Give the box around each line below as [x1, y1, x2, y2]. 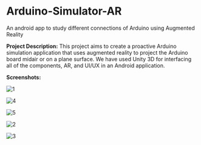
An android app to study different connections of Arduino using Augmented [6, 24, 196, 32]
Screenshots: [6, 73, 41, 81]
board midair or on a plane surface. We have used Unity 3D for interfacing [6, 55, 192, 62]
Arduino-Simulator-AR [6, 4, 122, 18]
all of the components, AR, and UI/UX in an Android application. [6, 62, 165, 69]
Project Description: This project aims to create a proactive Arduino [6, 42, 177, 50]
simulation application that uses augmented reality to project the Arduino [6, 49, 188, 56]
